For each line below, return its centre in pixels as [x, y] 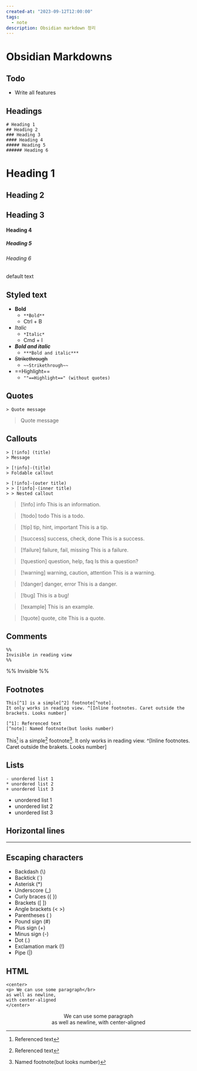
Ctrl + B [33, 322]
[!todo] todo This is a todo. [52, 516]
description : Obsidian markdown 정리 [51, 28]
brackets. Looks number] [36, 714]
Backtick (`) [28, 878]
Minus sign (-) [31, 934]
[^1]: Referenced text [34, 724]
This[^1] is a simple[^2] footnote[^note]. [60, 703]
